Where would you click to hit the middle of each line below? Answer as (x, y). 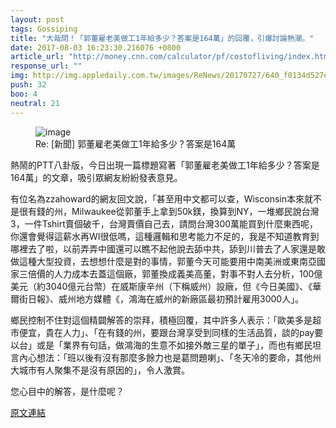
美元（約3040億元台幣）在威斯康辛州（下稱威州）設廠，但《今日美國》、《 (161, 286)
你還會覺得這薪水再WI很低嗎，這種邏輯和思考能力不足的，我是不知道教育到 (165, 236)
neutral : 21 (35, 103)
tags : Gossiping (44, 29)
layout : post (37, 19)
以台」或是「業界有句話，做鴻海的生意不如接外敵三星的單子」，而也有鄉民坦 (166, 345)
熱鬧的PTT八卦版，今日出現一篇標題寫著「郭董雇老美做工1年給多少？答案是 (165, 165)
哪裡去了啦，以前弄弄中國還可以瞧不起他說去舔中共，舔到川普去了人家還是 (163, 248)
